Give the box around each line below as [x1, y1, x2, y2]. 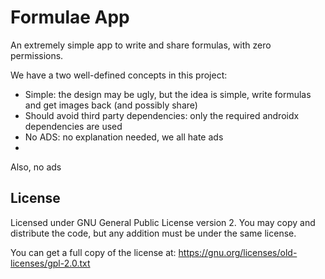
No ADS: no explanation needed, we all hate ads [24, 131, 224, 143]
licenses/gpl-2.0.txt [10, 257, 91, 269]
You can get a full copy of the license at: [10, 246, 177, 258]
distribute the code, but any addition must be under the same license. [10, 227, 297, 239]
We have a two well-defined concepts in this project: [10, 69, 228, 81]
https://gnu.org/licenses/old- [178, 246, 298, 258]
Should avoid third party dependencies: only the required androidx [24, 109, 300, 121]
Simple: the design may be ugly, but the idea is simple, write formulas [24, 88, 312, 100]
